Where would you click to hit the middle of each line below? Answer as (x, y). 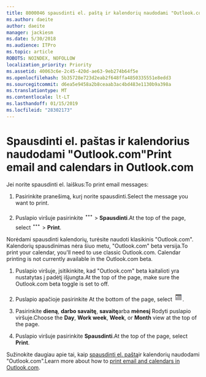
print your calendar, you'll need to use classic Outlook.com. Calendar (93, 252)
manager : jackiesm (30, 33)
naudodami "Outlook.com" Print (89, 154)
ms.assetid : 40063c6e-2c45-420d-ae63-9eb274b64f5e (72, 71)
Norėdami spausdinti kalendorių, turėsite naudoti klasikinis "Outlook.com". (100, 239)
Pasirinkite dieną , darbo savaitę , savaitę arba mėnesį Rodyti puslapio (103, 311)
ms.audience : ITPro (31, 45)
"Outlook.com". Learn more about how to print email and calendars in (93, 361)
